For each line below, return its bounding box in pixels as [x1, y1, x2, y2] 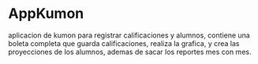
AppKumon [8, 5, 84, 23]
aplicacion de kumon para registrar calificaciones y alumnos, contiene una [8, 30, 250, 40]
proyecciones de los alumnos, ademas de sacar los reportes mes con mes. [8, 47, 252, 56]
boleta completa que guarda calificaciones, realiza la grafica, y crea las [8, 38, 240, 48]
